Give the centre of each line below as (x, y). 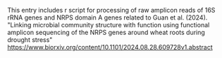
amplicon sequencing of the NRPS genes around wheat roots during (106, 32)
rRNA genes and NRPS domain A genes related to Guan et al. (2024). (107, 17)
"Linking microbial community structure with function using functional (109, 25)
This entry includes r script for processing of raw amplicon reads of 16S (111, 10)
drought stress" (30, 40)
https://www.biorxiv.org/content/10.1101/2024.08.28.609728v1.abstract (110, 47)
